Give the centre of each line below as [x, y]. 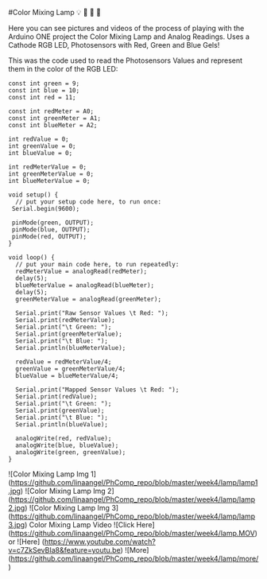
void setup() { [33, 195]
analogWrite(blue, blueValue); [67, 445]
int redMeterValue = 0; [48, 167]
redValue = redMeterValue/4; [64, 362]
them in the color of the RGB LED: [63, 69]
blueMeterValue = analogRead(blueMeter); [85, 286]
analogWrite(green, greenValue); [71, 453]
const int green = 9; [44, 84]
